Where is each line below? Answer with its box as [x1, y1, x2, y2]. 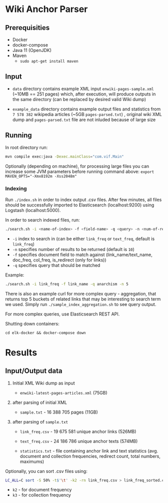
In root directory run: [5, 144, 48, 150]
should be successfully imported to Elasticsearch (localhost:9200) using [5, 201, 154, 208]
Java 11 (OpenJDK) [12, 47, 51, 53]
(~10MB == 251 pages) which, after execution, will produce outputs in [12, 91, 156, 97]
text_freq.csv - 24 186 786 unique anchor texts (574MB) [19, 438, 138, 444]
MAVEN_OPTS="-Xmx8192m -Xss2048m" [5, 173, 77, 178]
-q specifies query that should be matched [12, 262, 100, 268]
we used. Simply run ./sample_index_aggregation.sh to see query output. [5, 301, 156, 307]
